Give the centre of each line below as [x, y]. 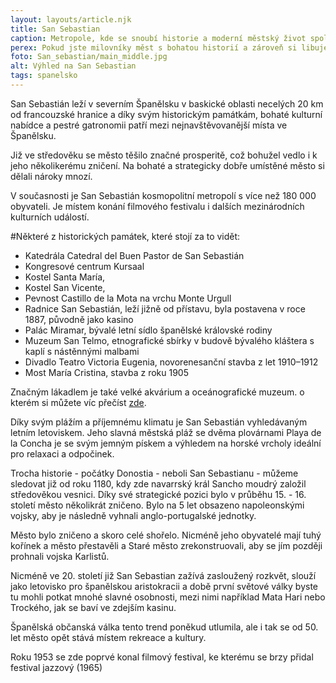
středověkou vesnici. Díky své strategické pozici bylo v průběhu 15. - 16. [158, 494]
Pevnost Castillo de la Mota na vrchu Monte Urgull [128, 298]
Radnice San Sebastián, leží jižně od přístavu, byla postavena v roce [165, 308]
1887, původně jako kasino [79, 319]
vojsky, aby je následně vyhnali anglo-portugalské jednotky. [133, 515]
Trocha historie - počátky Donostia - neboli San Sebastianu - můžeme [154, 473]
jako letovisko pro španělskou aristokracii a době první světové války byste [164, 586]
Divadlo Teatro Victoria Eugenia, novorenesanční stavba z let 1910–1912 [171, 362]
